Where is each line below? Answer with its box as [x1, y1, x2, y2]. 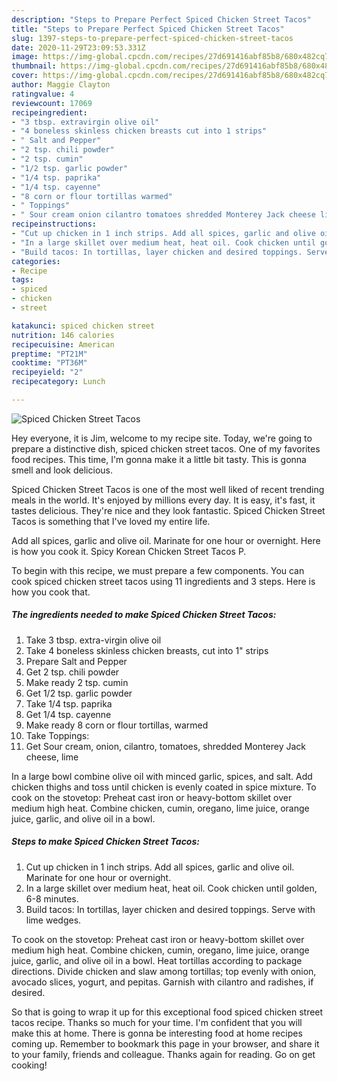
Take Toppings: [25, 729, 90, 741]
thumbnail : [11, 61, 57, 71]
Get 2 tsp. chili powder [25, 666, 120, 678]
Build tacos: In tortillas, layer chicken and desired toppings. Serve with [25, 903, 316, 915]
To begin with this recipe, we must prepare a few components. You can [11, 564, 305, 576]
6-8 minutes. [25, 892, 79, 905]
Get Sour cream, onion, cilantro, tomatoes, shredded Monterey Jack [25, 740, 306, 752]
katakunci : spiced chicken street [11, 321, 156, 331]
